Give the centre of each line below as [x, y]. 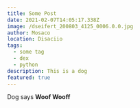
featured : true [29, 77]
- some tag [29, 52]
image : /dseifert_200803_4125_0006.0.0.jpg [70, 26]
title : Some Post [32, 13]
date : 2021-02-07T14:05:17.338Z [53, 20]
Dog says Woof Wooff [39, 97]
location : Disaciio [35, 39]
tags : [15, 45]
